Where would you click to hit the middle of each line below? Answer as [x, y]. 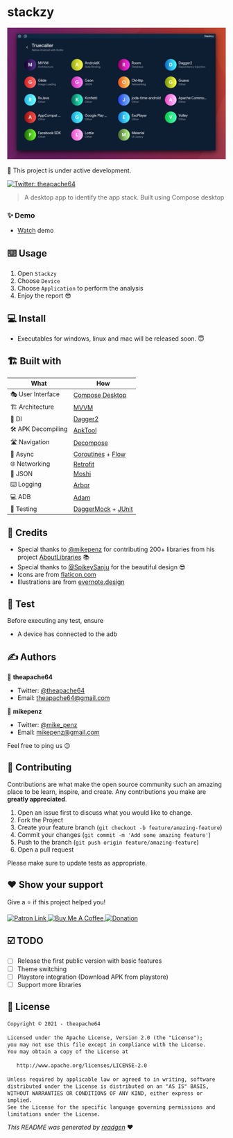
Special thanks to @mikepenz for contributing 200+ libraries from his [116, 549]
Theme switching [42, 969]
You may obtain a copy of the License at [68, 1051]
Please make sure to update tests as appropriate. [77, 863]
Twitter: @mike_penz [47, 725]
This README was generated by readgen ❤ [70, 1127]
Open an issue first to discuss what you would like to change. [105, 812]
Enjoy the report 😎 [44, 295]
